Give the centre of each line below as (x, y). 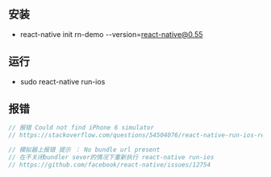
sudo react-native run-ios (63, 81)
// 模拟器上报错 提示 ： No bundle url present (84, 150)
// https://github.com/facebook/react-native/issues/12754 (110, 165)
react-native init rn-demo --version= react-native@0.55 (111, 34)
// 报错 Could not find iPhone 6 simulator (81, 128)
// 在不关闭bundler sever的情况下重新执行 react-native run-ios (111, 158)
